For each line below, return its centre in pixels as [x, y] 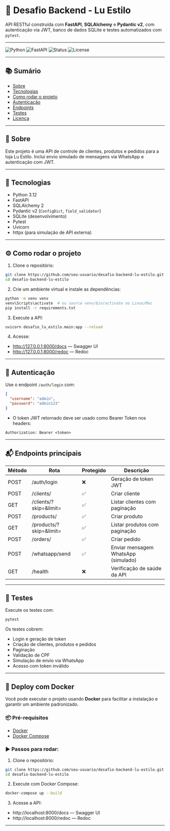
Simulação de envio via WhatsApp [48, 661]
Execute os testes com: [30, 610]
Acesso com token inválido [41, 666]
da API [119, 574]
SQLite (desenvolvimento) [39, 216]
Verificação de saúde [136, 568]
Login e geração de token [39, 639]
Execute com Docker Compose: [46, 784]
